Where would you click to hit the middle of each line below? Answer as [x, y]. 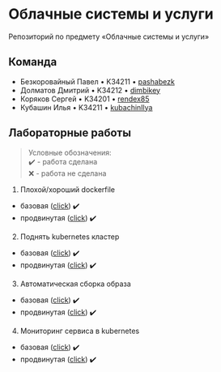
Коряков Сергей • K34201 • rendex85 [85, 99]
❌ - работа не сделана [67, 173]
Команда [33, 62]
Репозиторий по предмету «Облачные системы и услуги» [109, 36]
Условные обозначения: [70, 152]
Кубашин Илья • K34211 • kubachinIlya [86, 107]
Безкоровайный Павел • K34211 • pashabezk [98, 81]
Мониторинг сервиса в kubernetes [80, 331]
